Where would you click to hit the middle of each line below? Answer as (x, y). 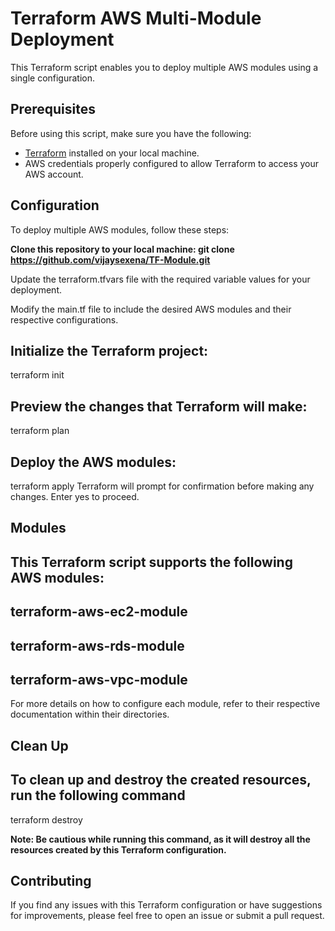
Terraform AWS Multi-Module (136, 18)
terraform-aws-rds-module (97, 645)
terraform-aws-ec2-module (99, 612)
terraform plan (40, 431)
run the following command (98, 795)
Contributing (51, 880)
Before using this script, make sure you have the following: (131, 133)
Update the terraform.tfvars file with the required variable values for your (160, 279)
